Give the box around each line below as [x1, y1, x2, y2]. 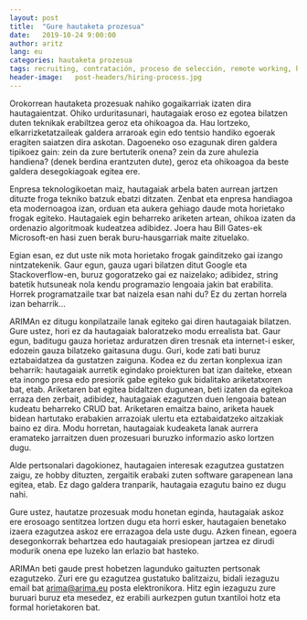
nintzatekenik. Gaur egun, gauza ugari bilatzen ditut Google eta [9, 259, 248, 270]
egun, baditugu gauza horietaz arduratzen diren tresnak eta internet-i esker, [9, 335, 295, 346]
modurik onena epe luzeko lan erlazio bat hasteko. [9, 545, 199, 556]
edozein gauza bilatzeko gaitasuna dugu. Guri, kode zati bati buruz [9, 344, 261, 356]
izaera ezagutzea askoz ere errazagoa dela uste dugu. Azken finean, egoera [9, 526, 297, 537]
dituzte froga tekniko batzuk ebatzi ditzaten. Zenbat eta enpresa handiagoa [9, 193, 293, 204]
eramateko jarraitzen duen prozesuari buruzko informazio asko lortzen [9, 432, 274, 443]
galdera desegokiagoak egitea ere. [9, 165, 141, 176]
